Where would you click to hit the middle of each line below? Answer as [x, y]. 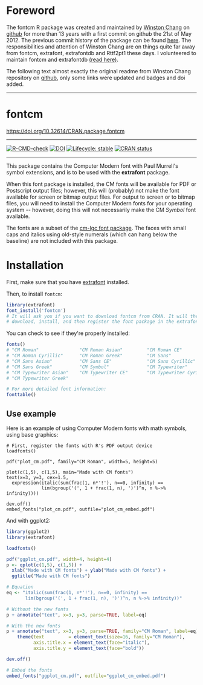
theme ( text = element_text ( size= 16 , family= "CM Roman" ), [101, 637]
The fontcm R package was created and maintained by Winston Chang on [98, 27]
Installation [35, 266]
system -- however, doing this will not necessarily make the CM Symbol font [101, 210]
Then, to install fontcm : [34, 294]
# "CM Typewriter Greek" [37, 378]
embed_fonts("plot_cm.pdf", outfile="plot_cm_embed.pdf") [81, 509]
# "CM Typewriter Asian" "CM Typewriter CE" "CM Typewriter [96, 372]
